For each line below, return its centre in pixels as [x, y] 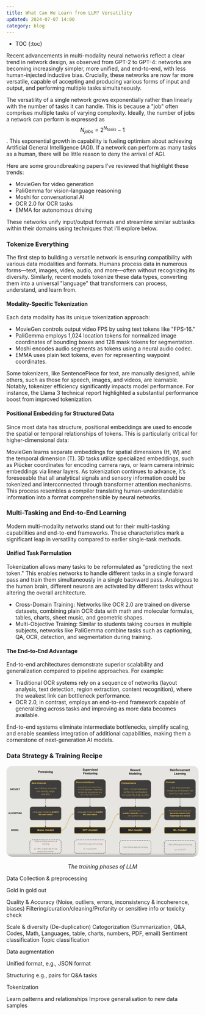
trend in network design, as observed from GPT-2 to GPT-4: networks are [99, 62]
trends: [15, 172]
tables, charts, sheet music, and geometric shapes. [80, 618]
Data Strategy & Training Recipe [54, 756]
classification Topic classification [48, 940]
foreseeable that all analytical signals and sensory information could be [96, 478]
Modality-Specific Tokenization [47, 304]
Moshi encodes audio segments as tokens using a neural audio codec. [104, 349]
